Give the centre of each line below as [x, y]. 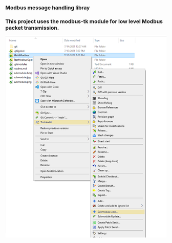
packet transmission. [32, 28]
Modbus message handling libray [48, 8]
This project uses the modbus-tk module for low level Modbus [84, 21]
